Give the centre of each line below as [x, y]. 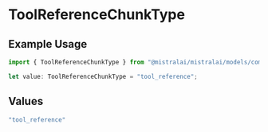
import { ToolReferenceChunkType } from [77, 62]
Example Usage [48, 44]
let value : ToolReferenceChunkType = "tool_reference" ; [103, 76]
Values [26, 101]
